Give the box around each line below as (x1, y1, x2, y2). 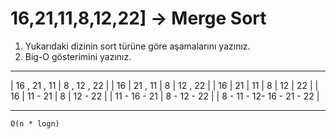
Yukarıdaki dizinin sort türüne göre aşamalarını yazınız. (24, 40, 251, 52)
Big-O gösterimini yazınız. (24, 50, 132, 62)
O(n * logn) (10, 118, 60, 129)
